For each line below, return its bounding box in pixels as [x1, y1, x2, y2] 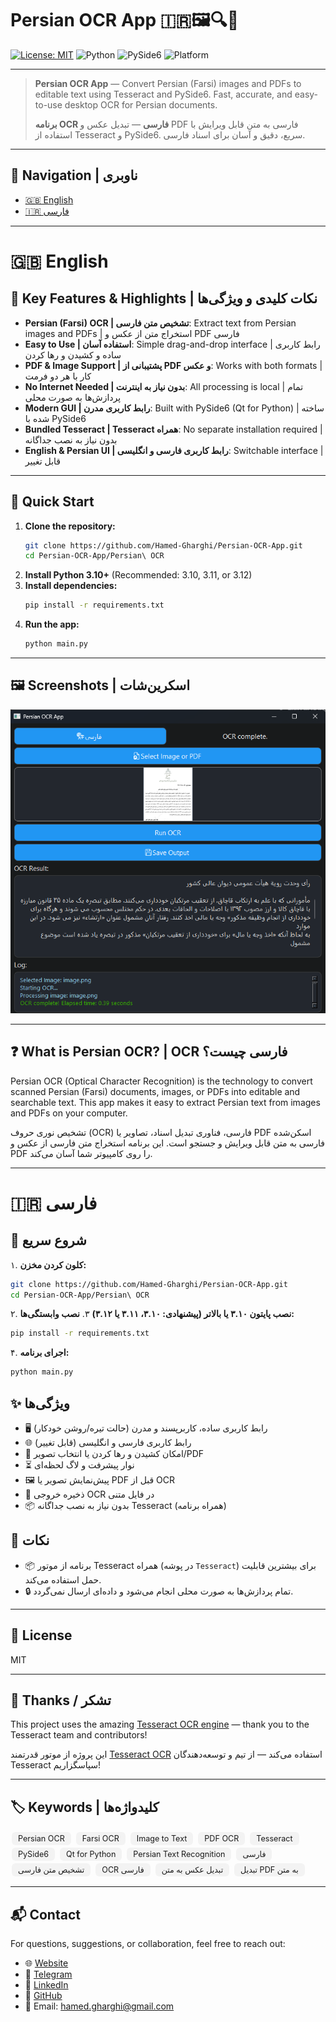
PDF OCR [204, 1833, 240, 1844]
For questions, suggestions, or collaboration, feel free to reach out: [10, 1938, 286, 1950]
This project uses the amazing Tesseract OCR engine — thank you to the [10, 1718, 310, 1731]
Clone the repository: [24, 520, 116, 532]
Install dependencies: [24, 580, 118, 592]
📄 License [10, 1627, 73, 1644]
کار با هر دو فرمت [24, 370, 92, 382]
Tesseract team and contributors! [10, 1729, 148, 1741]
